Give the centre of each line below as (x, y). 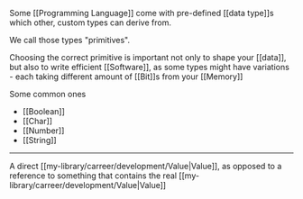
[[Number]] (43, 131)
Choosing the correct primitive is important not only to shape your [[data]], (148, 57)
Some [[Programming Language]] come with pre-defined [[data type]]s (142, 13)
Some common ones (48, 94)
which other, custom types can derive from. (90, 23)
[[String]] (39, 140)
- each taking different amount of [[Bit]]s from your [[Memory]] (126, 77)
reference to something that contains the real (93, 176)
